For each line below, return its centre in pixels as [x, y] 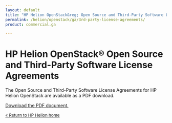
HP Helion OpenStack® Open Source [84, 54]
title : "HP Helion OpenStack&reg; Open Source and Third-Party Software [84, 15]
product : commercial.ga [31, 24]
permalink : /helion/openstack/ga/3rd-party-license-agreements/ [75, 19]
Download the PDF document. [37, 106]
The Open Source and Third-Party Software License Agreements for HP [81, 90]
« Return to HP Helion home [33, 115]
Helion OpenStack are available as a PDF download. [60, 96]
